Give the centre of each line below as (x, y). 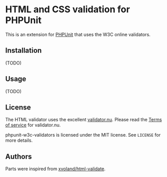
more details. (19, 140)
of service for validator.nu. (33, 125)
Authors (19, 156)
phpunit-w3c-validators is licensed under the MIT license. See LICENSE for (83, 135)
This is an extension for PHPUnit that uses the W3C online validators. (78, 34)
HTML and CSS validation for (68, 9)
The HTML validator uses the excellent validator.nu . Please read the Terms (84, 120)
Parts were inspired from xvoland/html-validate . (55, 169)
